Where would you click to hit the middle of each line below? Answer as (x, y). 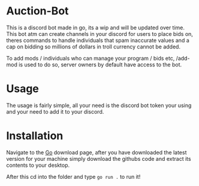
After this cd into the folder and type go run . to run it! (73, 176)
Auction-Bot (37, 11)
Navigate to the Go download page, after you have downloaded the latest (97, 152)
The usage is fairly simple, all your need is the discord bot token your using (99, 105)
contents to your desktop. (38, 165)
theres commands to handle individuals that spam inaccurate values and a (98, 40)
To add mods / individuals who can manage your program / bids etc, (91, 58)
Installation (35, 136)
